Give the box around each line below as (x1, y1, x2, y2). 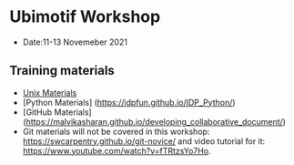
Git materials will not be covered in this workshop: (22, 126, 210, 137)
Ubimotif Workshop (9, 6, 161, 27)
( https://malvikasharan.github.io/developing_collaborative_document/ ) (22, 116, 287, 127)
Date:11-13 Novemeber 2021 (22, 36, 127, 47)
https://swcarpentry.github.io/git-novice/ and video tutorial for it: (22, 135, 266, 147)
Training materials (9, 63, 116, 78)
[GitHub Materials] (22, 107, 93, 118)
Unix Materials (22, 87, 77, 98)
